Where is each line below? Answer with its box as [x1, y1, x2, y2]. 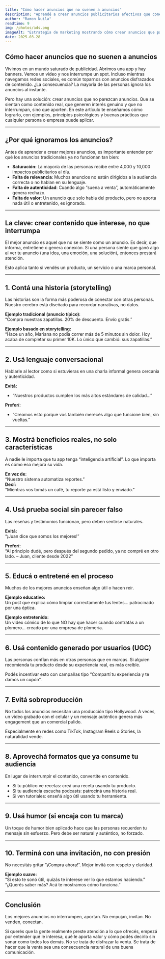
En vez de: [5, 471, 27, 477]
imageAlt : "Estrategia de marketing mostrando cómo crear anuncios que [5, 30, 155, 35]
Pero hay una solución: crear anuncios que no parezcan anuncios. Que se [5, 96, 155, 102]
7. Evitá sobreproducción [5, 695, 83, 704]
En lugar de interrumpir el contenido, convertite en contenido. [5, 773, 130, 779]
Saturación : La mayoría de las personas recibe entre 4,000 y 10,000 [12, 163, 151, 169]
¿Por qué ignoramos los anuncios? [5, 136, 113, 144]
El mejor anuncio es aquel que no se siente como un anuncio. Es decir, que [5, 240, 157, 245]
